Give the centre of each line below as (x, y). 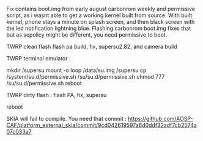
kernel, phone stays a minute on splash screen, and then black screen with (101, 22)
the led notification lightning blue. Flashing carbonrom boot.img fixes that (99, 28)
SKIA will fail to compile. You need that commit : (67, 119)
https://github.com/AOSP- (161, 119)
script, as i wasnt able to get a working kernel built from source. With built (99, 15)
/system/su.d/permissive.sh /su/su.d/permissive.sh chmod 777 (86, 77)
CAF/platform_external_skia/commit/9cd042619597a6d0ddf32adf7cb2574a (102, 125)
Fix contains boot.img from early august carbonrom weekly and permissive (101, 9)
